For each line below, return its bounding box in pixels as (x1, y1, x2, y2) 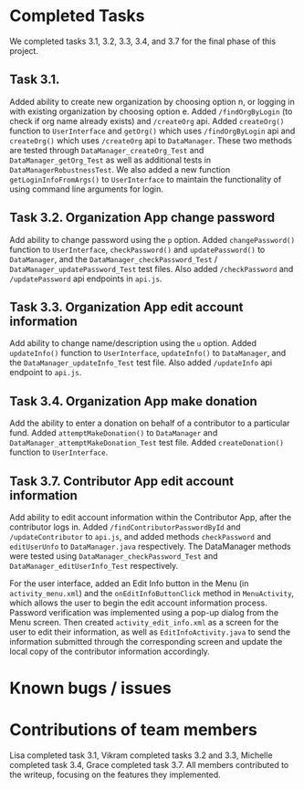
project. (9, 45, 39, 56)
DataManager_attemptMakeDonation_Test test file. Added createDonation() (9, 437, 285, 448)
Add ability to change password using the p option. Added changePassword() (9, 234, 295, 245)
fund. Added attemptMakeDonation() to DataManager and (9, 427, 218, 438)
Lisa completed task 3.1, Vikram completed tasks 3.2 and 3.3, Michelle (9, 750, 273, 761)
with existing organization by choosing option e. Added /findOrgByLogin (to (9, 106, 293, 117)
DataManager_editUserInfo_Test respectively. (9, 561, 179, 571)
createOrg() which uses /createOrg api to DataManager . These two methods (9, 134, 292, 146)
